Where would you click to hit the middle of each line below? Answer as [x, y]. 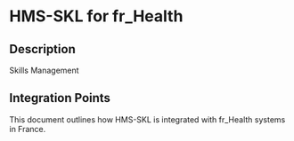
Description [42, 49]
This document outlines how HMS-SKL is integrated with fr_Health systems [147, 119]
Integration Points [60, 98]
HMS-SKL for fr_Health [96, 16]
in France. [28, 129]
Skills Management [44, 70]
